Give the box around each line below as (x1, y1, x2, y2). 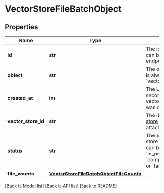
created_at (7, 95, 33, 101)
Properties (5, 23, 38, 31)
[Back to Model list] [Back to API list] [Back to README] (5, 183, 117, 189)
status (7, 147, 23, 154)
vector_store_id (7, 118, 45, 125)
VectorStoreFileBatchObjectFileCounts (49, 171, 142, 177)
